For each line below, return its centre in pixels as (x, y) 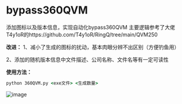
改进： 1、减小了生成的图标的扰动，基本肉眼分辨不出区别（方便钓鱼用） (93, 47)
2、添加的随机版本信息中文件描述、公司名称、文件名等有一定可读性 (87, 59)
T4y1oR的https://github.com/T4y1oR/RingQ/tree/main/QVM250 (82, 34)
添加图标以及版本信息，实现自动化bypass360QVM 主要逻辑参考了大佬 (91, 27)
